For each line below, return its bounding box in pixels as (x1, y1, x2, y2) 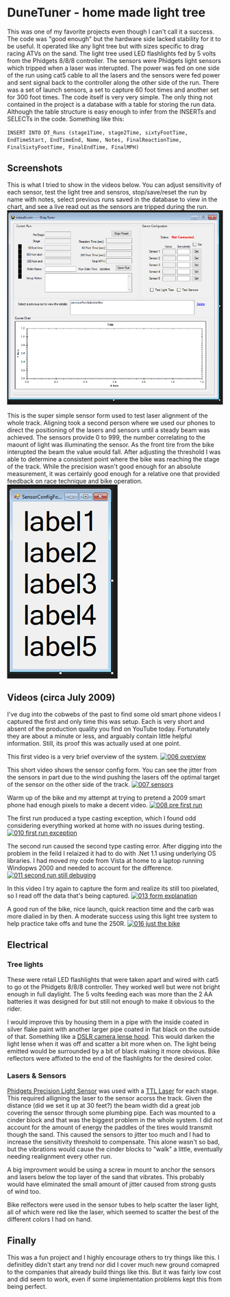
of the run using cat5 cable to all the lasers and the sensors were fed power (7, 71, 220, 79)
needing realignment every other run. (7, 1152, 112, 1160)
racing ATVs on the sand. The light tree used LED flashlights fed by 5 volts (7, 49, 216, 58)
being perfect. (7, 1282, 47, 1290)
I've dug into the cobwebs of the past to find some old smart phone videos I (7, 710, 221, 718)
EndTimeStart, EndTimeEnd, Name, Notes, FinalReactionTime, (7, 136, 183, 143)
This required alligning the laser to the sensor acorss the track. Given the (7, 1094, 213, 1102)
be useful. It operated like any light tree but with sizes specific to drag (7, 42, 204, 50)
